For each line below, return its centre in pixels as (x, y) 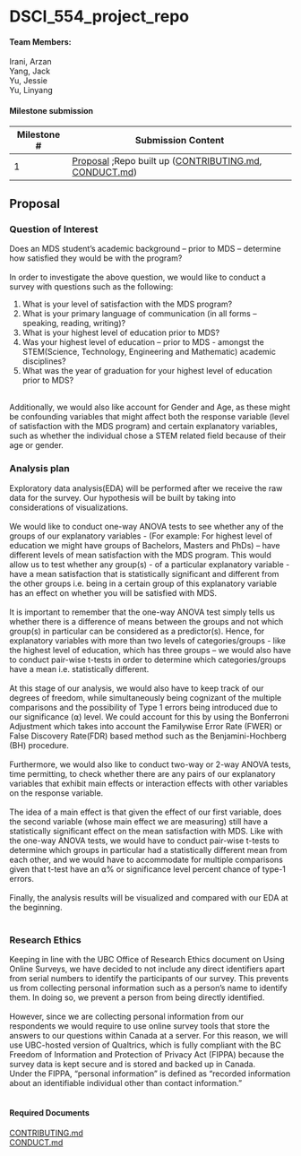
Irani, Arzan (30, 62)
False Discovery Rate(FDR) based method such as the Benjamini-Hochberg (148, 736)
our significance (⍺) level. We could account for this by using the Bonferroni (149, 716)
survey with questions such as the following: (91, 287)
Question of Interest (54, 229)
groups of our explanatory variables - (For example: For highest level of (141, 536)
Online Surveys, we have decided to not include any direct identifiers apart (147, 969)
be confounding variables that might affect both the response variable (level (149, 417)
